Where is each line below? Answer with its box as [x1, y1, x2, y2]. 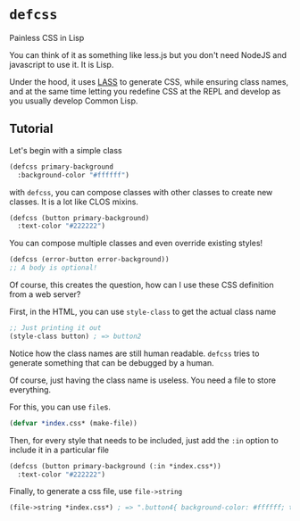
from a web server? [9, 289, 81, 300]
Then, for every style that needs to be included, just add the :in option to [9, 434, 279, 445]
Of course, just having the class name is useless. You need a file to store [9, 375, 277, 385]
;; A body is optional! [9, 263, 98, 273]
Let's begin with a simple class [9, 145, 122, 155]
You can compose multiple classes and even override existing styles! [9, 238, 263, 249]
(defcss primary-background [9, 162, 114, 171]
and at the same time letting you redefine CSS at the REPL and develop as [9, 86, 281, 96]
